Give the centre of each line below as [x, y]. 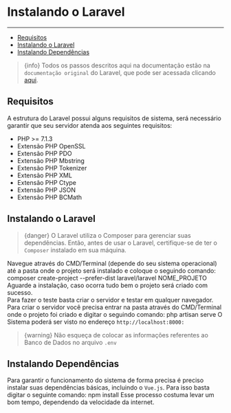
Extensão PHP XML [44, 175]
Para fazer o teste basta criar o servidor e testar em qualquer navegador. [110, 300]
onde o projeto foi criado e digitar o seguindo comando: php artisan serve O [115, 314]
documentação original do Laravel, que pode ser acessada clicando [120, 72]
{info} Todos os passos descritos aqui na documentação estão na [117, 65]
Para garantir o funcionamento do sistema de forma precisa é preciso [106, 380]
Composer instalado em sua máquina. [75, 250]
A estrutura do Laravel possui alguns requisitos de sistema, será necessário [114, 118]
